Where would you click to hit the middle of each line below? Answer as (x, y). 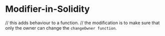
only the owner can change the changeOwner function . (61, 28)
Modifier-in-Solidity (48, 9)
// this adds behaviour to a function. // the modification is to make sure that (82, 23)
